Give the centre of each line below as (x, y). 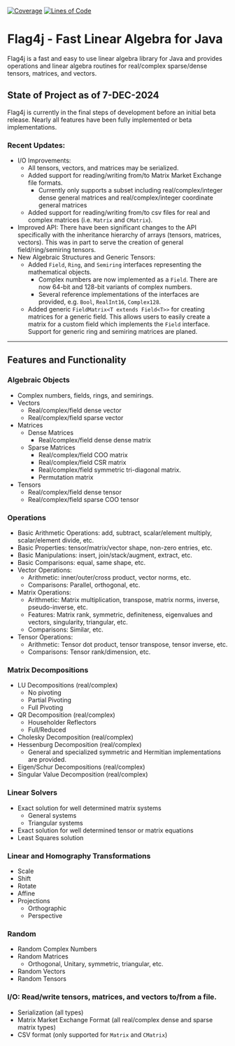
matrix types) (36, 1027)
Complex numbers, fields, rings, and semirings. (85, 395)
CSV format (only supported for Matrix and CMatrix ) (92, 1034)
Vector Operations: (44, 570)
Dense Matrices (51, 432)
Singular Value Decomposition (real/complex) (83, 774)
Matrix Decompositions (48, 670)
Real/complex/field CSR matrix (82, 462)
